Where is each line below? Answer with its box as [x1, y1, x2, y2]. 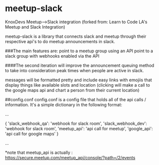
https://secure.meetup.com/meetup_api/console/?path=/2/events [5, 154, 135, 160]
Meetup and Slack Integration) [5, 24, 65, 30]
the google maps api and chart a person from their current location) [5, 87, 140, 93]
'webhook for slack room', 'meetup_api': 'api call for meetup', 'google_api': [5, 125, 153, 131]
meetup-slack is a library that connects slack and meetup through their [5, 33, 146, 39]
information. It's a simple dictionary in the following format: [5, 102, 122, 107]
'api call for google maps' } [5, 131, 59, 136]
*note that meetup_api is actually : [5, 150, 73, 155]
